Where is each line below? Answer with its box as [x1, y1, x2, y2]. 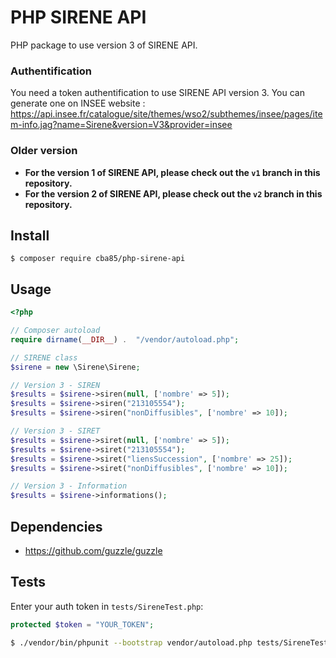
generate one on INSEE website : [10, 97, 146, 110]
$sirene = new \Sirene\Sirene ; [10, 362, 141, 372]
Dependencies [10, 518, 103, 535]
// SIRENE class [10, 352, 78, 363]
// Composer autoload [10, 326, 101, 336]
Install [10, 227, 50, 244]
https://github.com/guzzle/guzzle [24, 544, 163, 556]
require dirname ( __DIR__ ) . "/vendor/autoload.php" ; [10, 334, 240, 345]
